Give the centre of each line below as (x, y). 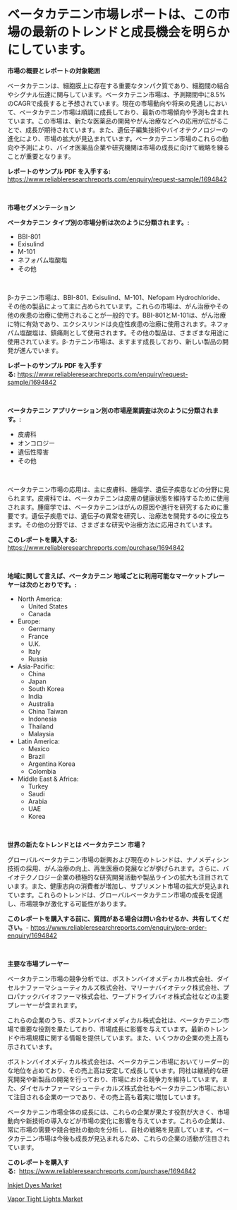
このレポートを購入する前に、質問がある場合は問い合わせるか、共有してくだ (118, 918)
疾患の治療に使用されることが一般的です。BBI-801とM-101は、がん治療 (123, 315)
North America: (39, 599)
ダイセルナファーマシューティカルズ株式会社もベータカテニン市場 (115, 1088)
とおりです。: (57, 585)
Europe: (29, 621)
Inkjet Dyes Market (35, 1185)
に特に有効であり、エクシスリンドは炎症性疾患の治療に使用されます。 (109, 324)
